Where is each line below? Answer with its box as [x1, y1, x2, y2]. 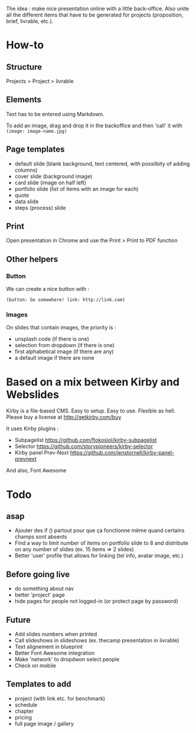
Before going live [6, 569, 70, 580]
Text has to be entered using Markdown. [6, 110, 104, 117]
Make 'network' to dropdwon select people [14, 655, 120, 662]
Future [6, 614, 31, 625]
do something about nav [14, 585, 74, 592]
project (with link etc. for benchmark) [14, 694, 105, 702]
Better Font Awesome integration [14, 649, 95, 657]
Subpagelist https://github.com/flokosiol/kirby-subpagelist [14, 437, 157, 444]
